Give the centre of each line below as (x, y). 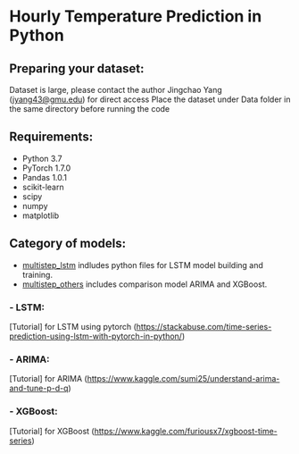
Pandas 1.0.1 (44, 177)
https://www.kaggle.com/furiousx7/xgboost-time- (186, 431)
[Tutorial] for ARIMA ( (48, 379)
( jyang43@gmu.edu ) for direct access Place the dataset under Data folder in (150, 99)
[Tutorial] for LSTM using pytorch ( (73, 326)
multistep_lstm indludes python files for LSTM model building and (142, 265)
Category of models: (68, 244)
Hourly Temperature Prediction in (136, 17)
